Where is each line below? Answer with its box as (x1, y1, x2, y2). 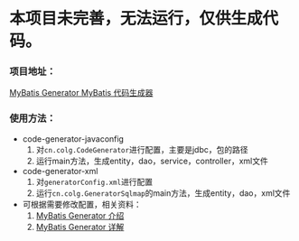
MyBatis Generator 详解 (35, 221, 125, 232)
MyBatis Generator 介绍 (35, 209, 125, 221)
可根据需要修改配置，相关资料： (22, 199, 142, 209)
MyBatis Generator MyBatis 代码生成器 (9, 88, 154, 98)
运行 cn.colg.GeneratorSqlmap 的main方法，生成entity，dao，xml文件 (35, 187, 291, 199)
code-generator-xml (22, 165, 98, 176)
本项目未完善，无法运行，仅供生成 (9, 8, 264, 29)
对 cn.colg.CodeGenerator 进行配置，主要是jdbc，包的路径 (35, 144, 248, 154)
